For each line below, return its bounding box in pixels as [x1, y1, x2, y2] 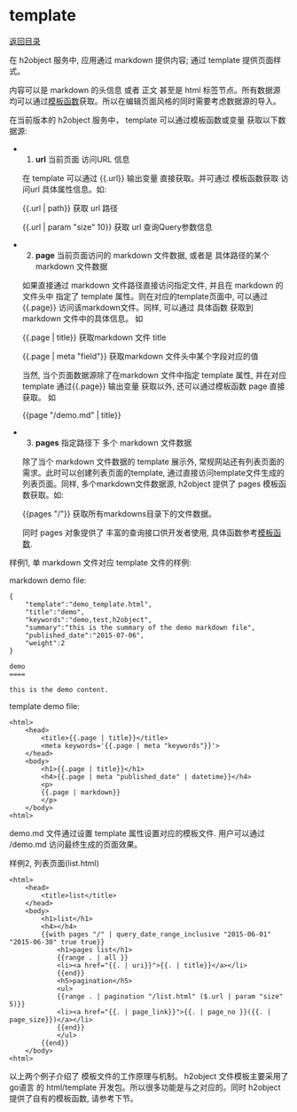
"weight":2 [25, 638, 66, 648]
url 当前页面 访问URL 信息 [35, 154, 130, 164]
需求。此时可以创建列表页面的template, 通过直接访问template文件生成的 [21, 467, 285, 477]
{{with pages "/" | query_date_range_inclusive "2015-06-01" [41, 929, 272, 939]
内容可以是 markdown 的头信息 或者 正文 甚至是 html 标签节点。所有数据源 [9, 84, 281, 95]
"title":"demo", [25, 607, 86, 617]
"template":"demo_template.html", [25, 600, 152, 609]
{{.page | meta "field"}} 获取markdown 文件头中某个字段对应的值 [21, 351, 259, 361]
